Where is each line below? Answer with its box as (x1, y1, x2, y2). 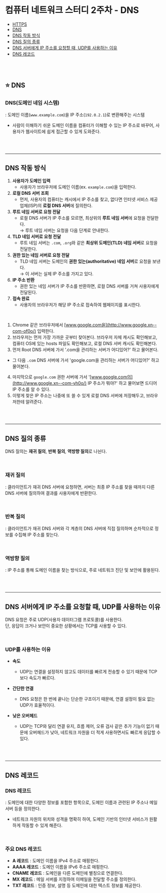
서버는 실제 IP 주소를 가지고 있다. (30, 271, 94, 277)
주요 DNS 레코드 (5, 845, 42, 852)
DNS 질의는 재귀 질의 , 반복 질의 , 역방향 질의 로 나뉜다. (5, 448, 107, 454)
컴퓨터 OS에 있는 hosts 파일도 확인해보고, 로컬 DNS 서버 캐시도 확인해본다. (12, 341, 157, 347)
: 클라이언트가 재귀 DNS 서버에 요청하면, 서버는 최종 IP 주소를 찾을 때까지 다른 (5, 484, 155, 490)
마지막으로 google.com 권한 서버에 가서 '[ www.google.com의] (12, 374, 133, 380)
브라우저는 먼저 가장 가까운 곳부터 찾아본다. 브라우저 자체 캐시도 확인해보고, (12, 334, 158, 340)
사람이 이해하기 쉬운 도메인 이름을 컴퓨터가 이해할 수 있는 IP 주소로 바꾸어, (12, 122, 155, 128)
